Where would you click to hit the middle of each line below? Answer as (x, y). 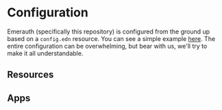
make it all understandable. (45, 53)
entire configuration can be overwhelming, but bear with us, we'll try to (107, 46)
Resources (30, 75)
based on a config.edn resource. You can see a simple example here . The (111, 38)
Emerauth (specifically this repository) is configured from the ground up (109, 31)
